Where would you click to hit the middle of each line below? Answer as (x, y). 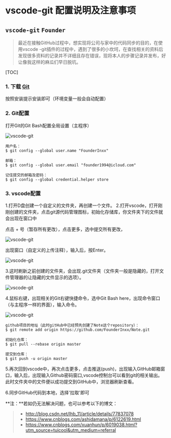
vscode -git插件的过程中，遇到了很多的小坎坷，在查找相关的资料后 (93, 49)
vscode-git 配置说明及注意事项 (71, 11)
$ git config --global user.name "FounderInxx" (57, 150)
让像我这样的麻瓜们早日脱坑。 (49, 62)
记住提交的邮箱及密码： (26, 175)
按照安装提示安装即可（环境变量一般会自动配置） (57, 99)
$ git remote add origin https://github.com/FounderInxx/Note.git (78, 330)
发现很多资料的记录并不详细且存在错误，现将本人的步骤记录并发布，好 (92, 55)
